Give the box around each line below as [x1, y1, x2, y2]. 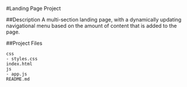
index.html [6, 61, 33, 67]
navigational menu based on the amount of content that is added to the [6, 23, 177, 29]
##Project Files [6, 40, 43, 46]
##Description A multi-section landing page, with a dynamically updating [6, 16, 182, 23]
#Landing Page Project [6, 5, 61, 12]
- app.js [6, 71, 27, 77]
